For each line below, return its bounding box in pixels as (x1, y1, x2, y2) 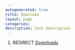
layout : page (5, 16, 32, 21)
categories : (5, 21, 30, 26)
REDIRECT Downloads (12, 39, 58, 45)
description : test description (5, 26, 70, 31)
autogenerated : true (5, 7, 48, 12)
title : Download (5, 12, 39, 17)
